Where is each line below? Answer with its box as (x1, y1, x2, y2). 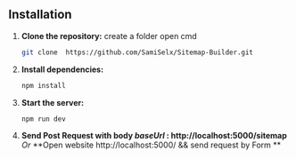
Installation (8, 7, 72, 22)
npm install (21, 81, 66, 90)
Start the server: (21, 97, 85, 107)
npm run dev (21, 115, 66, 123)
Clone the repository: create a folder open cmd (21, 30, 197, 41)
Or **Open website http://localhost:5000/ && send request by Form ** (21, 139, 282, 150)
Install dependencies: (21, 64, 104, 75)
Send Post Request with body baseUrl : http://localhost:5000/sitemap (21, 131, 287, 141)
